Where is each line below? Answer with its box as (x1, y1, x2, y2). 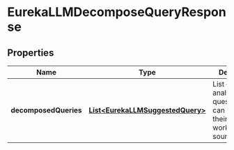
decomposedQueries (10, 105, 82, 115)
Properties (7, 47, 54, 59)
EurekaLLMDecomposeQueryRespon (7, 4, 226, 20)
